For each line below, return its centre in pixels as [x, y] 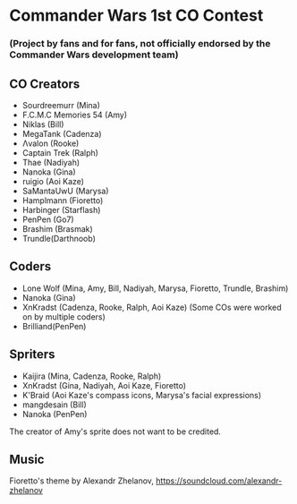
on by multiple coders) [64, 316]
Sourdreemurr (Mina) [61, 105]
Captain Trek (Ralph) [60, 152]
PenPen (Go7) [48, 219]
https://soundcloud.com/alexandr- [219, 481]
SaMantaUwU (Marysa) [65, 191]
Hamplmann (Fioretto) [63, 200]
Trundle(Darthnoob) [59, 238]
